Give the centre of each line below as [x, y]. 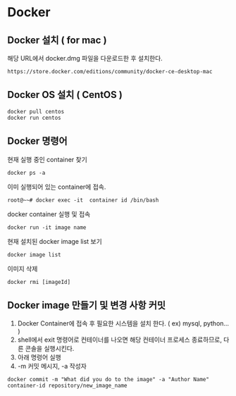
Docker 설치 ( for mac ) [57, 40]
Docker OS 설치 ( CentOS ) [65, 95]
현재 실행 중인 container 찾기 [48, 159]
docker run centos [34, 118]
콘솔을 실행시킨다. [50, 349]
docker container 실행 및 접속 [49, 214]
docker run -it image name [47, 227]
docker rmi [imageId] [39, 282]
